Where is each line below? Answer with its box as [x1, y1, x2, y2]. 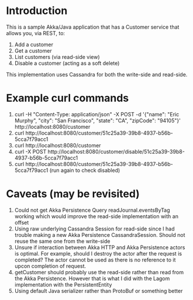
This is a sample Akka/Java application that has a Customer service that [6, 23, 180, 30]
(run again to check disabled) [49, 167, 120, 174]
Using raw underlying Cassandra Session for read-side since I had [14, 225, 175, 232]
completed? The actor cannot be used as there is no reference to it [14, 256, 176, 263]
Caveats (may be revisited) [6, 187, 140, 201]
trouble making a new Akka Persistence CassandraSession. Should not [14, 231, 185, 238]
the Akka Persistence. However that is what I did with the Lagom [14, 275, 170, 282]
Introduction [6, 4, 68, 18]
